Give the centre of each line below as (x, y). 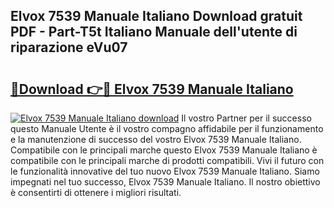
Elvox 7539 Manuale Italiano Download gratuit (156, 16)
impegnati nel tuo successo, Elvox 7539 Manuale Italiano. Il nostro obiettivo (165, 182)
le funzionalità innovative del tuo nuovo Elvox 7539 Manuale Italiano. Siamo (165, 171)
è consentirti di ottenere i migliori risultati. (96, 192)
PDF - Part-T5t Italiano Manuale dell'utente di (154, 32)
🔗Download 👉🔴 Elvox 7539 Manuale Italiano (152, 89)
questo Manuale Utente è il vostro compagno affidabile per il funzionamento (167, 128)
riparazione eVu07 (69, 47)
